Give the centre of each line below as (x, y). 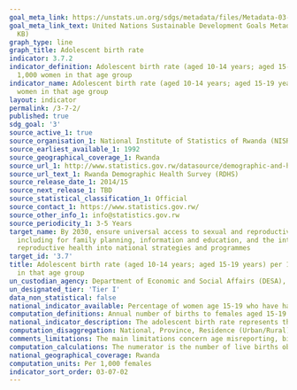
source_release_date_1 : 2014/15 (69, 183)
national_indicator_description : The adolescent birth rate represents (144, 323)
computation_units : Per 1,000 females (80, 363)
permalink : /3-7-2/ (45, 108)
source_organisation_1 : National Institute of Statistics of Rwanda (138, 141)
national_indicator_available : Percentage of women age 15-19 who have (144, 306)
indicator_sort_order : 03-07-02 (69, 372)
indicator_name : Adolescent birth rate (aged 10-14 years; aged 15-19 (142, 83)
